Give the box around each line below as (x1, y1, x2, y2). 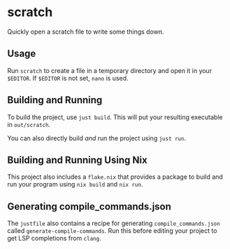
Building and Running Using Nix (7, 154, 148, 166)
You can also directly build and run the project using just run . (7, 134, 187, 142)
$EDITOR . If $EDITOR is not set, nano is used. (7, 74, 129, 82)
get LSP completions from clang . (7, 234, 101, 243)
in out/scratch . (7, 120, 51, 128)
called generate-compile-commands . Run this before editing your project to (7, 227, 217, 235)
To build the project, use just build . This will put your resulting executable (7, 113, 223, 121)
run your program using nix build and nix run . (7, 180, 143, 189)
